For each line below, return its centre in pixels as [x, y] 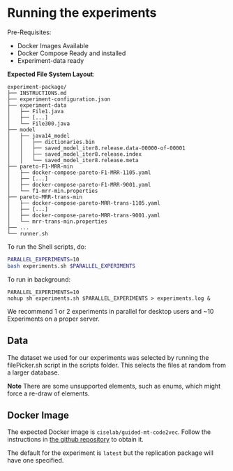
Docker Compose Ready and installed [72, 53]
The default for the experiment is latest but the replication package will [111, 453]
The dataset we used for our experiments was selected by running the [108, 357]
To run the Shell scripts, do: [47, 247]
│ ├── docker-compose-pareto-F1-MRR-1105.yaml [79, 173]
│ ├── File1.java [36, 111]
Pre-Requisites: [29, 32]
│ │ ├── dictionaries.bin [51, 142]
